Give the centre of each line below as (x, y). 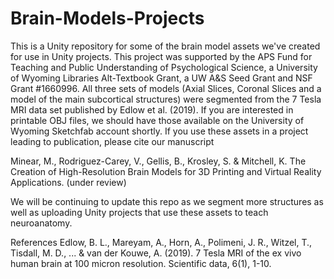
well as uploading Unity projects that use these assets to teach (139, 212)
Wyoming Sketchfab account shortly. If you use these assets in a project (159, 131)
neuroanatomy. (41, 223)
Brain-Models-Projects (107, 18)
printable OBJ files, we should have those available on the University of (157, 120)
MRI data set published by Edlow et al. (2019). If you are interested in (152, 109)
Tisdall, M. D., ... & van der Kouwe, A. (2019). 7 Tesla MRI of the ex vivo (156, 253)
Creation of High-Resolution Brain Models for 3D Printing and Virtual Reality (166, 171)
